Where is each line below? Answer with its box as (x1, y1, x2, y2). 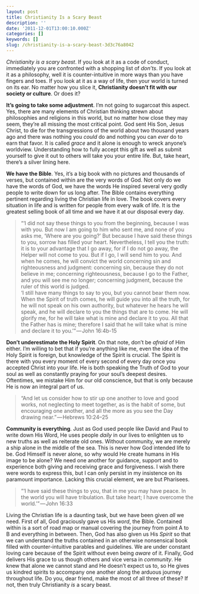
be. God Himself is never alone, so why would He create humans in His (6, 450, 180, 458)
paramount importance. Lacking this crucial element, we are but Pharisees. (6, 475, 190, 483)
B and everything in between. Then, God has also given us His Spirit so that (6, 530, 191, 537)
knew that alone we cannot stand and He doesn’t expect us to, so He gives (6, 562, 189, 569)
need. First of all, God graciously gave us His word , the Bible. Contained (6, 518, 182, 525)
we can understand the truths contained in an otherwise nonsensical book (6, 537, 188, 544)
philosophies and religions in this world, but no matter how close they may (6, 114, 188, 121)
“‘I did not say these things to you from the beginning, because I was (20, 219, 189, 226)
